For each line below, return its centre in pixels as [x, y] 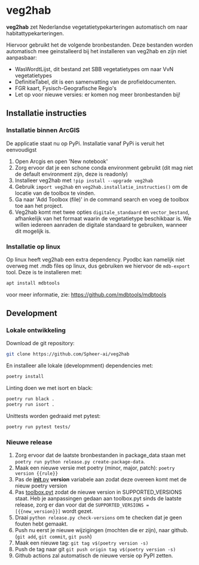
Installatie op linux [33, 247]
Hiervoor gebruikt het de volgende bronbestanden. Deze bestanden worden [99, 45]
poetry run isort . [30, 405]
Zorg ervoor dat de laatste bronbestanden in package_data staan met [100, 455]
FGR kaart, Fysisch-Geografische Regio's [66, 88]
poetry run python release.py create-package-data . [80, 462]
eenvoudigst [22, 149]
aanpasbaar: [22, 57]
